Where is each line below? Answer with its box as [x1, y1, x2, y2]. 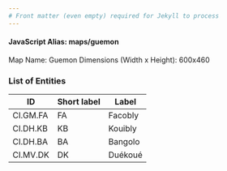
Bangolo [108, 136, 140, 147]
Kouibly [108, 123, 137, 135]
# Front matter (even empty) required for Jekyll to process [8, 11, 220, 20]
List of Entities [8, 75, 66, 86]
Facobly [108, 110, 139, 122]
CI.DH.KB [12, 123, 49, 135]
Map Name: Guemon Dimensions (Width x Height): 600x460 [8, 54, 211, 65]
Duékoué [108, 149, 143, 160]
